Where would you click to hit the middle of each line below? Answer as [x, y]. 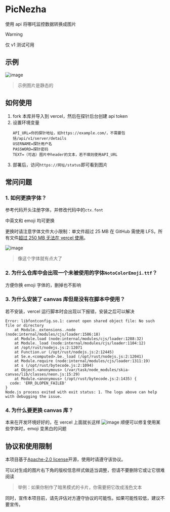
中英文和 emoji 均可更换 [30, 221]
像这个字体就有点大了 [40, 259]
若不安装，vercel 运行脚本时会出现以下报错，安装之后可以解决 [70, 311]
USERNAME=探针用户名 [32, 144]
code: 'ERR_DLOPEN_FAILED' [38, 383]
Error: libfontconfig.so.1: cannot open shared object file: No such [80, 321]
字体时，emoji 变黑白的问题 [38, 429]
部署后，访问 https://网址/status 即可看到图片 [60, 165]
